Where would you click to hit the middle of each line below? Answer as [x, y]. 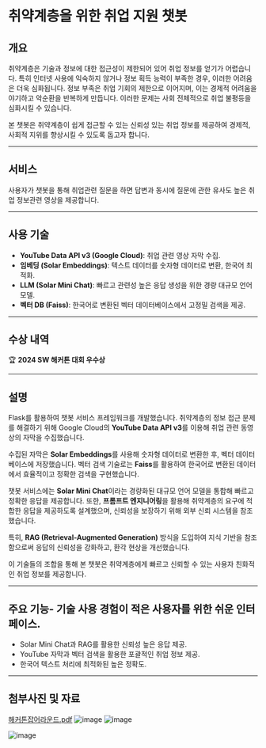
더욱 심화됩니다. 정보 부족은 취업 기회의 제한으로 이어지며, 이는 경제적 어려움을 [137, 88]
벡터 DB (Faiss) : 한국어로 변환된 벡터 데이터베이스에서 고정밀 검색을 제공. [133, 305]
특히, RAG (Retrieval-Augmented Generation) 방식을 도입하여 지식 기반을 [125, 537]
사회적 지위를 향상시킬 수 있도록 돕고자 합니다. [79, 135]
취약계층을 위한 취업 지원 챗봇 [98, 16]
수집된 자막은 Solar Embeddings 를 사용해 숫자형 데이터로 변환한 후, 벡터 [121, 454]
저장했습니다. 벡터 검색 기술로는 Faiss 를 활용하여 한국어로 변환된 [135, 465]
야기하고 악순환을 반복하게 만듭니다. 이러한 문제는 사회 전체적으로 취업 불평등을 [130, 98]
